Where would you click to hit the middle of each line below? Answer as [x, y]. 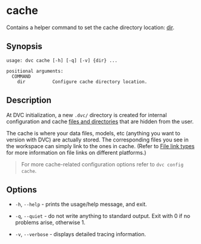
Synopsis [24, 46]
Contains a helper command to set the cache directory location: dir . [90, 27]
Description [29, 100]
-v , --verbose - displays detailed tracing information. [81, 234]
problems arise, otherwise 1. [50, 223]
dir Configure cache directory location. [82, 82]
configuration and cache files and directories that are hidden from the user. [100, 121]
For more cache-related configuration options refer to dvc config [102, 164]
